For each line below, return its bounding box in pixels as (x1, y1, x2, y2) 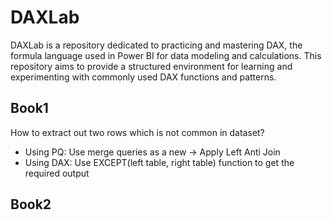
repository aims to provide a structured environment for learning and (10, 60, 293, 72)
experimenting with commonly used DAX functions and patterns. (10, 71, 277, 83)
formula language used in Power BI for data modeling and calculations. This (10, 49, 322, 61)
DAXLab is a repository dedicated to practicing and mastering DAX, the (10, 39, 303, 51)
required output (24, 167, 90, 179)
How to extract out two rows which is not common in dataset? (10, 126, 265, 138)
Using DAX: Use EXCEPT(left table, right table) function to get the (24, 156, 295, 168)
